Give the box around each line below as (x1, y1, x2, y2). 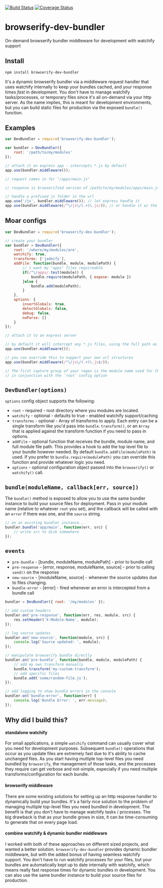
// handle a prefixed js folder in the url (5, 194, 95, 199)
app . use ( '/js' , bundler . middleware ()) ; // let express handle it (5, 199, 140, 204)
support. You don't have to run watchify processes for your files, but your (5, 856, 152, 862)
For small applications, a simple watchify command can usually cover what (5, 740, 155, 746)
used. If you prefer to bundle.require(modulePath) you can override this (12, 454, 155, 460)
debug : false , (22, 310, 51, 316)
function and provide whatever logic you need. (12, 459, 106, 465)
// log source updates (5, 631, 51, 635)
